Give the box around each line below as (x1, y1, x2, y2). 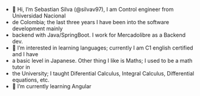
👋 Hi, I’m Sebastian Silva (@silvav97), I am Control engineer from (12, 6, 174, 13)
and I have (12, 51, 38, 57)
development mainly (12, 25, 63, 32)
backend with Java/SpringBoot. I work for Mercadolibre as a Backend (12, 31, 186, 39)
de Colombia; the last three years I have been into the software (12, 19, 170, 25)
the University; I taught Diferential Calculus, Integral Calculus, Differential (12, 70, 195, 77)
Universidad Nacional (12, 12, 66, 19)
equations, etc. (12, 76, 50, 83)
